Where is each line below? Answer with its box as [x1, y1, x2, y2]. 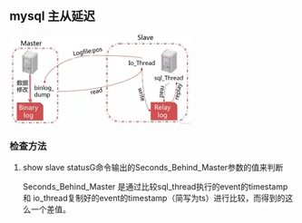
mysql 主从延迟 [9, 8, 96, 24]
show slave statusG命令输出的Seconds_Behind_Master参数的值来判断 [22, 162, 284, 173]
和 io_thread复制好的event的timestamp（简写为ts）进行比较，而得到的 [22, 193, 286, 204]
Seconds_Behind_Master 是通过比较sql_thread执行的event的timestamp [22, 181, 288, 192]
